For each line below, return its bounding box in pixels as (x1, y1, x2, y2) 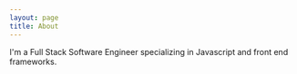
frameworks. (9, 56, 57, 67)
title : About (9, 22, 59, 31)
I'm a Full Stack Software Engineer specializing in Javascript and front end (9, 46, 289, 57)
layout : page (9, 13, 59, 23)
